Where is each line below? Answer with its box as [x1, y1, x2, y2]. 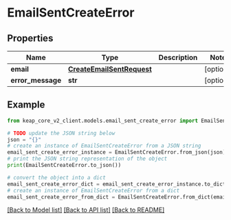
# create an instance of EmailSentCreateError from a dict [7, 187, 180, 194]
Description [158, 53, 198, 62]
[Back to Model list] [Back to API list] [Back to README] [7, 206, 165, 214]
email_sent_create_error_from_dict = [7, 193, 115, 201]
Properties [7, 32, 54, 44]
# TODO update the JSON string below [7, 130, 115, 137]
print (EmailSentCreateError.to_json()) [7, 162, 122, 169]
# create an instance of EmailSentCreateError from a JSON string [7, 143, 201, 150]
